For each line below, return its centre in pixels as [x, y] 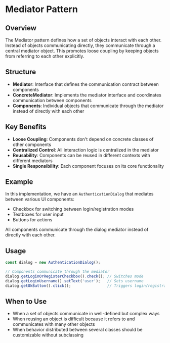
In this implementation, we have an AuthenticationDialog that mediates [79, 194]
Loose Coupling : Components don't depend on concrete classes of [83, 139]
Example [19, 182]
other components [32, 144]
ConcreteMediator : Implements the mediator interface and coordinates [87, 95]
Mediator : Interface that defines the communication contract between [86, 84]
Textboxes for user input [38, 214]
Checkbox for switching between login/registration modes [73, 209]
